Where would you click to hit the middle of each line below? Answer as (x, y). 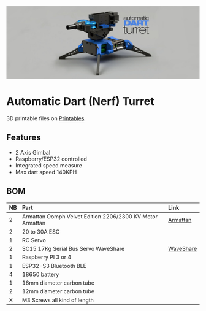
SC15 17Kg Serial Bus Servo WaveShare (73, 249)
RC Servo (34, 240)
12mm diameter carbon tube (58, 291)
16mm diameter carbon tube (58, 283)
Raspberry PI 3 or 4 (47, 257)
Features (24, 138)
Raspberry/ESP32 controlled (51, 159)
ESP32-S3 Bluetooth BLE (54, 266)
